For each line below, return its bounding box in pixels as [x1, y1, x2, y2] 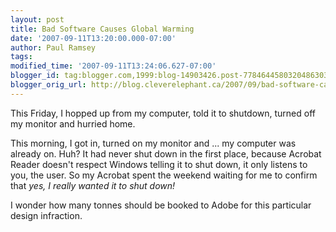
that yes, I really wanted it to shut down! [10, 179, 176, 191]
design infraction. [10, 209, 83, 221]
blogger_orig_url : [10, 80, 87, 90]
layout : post [10, 14, 65, 25]
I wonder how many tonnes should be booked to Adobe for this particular [10, 199, 312, 211]
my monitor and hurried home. [10, 117, 136, 130]
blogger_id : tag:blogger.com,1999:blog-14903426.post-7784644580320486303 [10, 71, 329, 81]
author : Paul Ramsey [10, 42, 97, 53]
